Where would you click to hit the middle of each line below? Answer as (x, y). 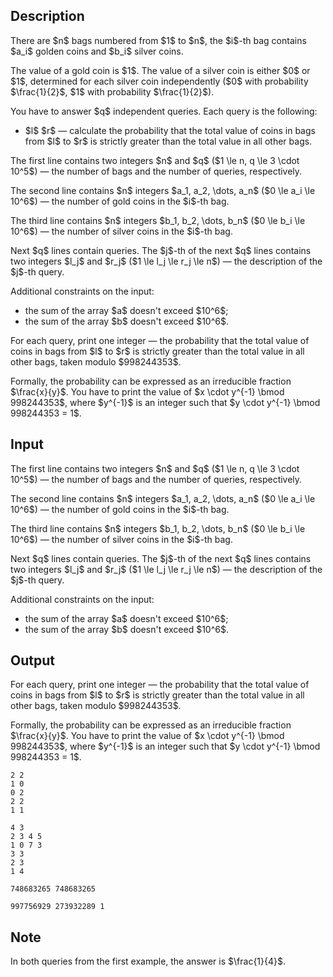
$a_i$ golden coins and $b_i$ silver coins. (97, 51)
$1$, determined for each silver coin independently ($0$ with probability (159, 81)
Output (32, 660)
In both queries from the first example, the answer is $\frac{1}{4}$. (148, 961)
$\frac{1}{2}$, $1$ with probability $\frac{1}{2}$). (112, 91)
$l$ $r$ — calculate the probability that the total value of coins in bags (170, 130)
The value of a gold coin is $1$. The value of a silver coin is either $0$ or (160, 70)
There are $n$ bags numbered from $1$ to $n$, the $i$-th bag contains (158, 40)
